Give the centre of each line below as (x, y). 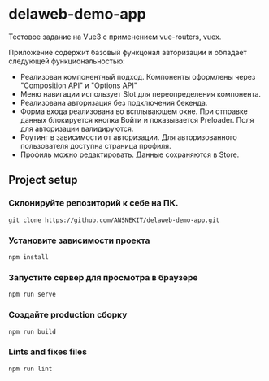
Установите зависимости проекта (79, 240)
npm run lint (30, 369)
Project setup (43, 180)
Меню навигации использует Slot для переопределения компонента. (141, 93)
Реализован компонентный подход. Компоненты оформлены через (138, 76)
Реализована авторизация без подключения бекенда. (114, 102)
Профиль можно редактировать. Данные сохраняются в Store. (130, 154)
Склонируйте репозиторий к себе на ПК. (93, 203)
